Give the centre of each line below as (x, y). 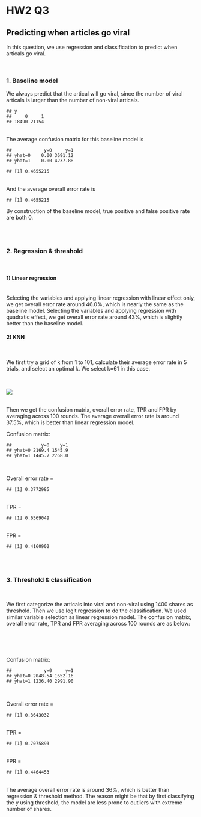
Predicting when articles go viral (68, 33)
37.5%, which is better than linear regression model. (70, 422)
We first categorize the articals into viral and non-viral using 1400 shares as (100, 605)
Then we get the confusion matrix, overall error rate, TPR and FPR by (91, 409)
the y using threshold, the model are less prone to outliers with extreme (94, 803)
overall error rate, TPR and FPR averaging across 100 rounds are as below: (98, 624)
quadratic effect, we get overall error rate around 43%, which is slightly (94, 317)
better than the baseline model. (45, 323)
